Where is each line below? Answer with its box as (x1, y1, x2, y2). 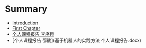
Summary (5, 3, 47, 15)
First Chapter (12, 25, 41, 31)
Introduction (12, 20, 39, 26)
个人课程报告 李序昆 (12, 31, 54, 37)
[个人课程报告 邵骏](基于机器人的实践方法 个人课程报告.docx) (12, 37, 142, 43)
